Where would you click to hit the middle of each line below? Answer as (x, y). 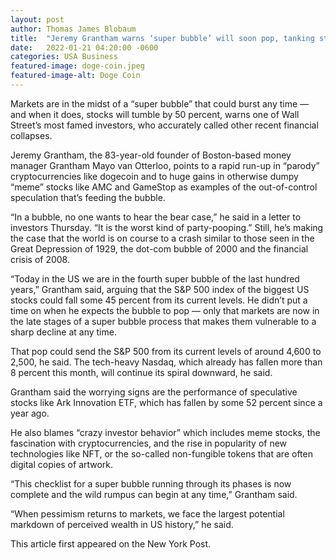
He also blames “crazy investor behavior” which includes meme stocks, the (165, 432)
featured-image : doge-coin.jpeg (77, 66)
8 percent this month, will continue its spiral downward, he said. (141, 372)
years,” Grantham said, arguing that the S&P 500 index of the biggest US (160, 289)
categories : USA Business (64, 57)
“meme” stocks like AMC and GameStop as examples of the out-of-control (164, 187)
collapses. (31, 135)
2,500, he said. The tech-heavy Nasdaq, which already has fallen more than (166, 362)
